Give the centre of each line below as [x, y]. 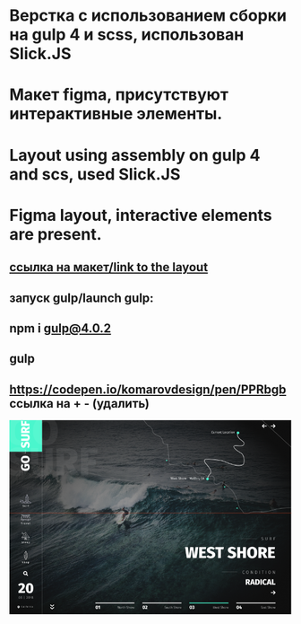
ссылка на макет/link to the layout [109, 267]
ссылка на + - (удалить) [80, 404]
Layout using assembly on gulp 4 [135, 155]
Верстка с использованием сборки [148, 16]
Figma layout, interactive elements [141, 215]
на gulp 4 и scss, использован [127, 35]
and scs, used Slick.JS [95, 174]
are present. [56, 234]
